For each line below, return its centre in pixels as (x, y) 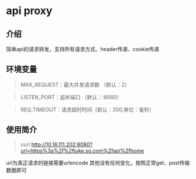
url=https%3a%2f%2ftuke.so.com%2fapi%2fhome (82, 150)
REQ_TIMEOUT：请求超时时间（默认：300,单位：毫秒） (87, 109)
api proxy (29, 11)
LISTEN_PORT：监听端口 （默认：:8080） (71, 97)
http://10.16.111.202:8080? (62, 144)
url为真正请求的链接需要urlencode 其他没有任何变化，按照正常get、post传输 (98, 163)
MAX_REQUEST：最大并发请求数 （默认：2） (75, 85)
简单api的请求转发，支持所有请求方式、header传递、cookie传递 (83, 49)
